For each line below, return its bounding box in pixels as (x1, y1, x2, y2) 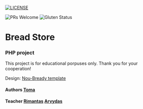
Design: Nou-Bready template (5, 75, 66, 81)
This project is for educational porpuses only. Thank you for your (5, 60, 138, 66)
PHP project (5, 50, 35, 56)
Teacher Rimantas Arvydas (5, 98, 63, 104)
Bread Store (5, 32, 55, 43)
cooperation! (5, 66, 31, 72)
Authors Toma (5, 87, 36, 93)
